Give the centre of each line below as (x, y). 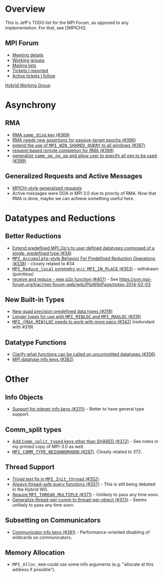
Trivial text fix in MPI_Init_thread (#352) (56, 479)
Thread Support (30, 467)
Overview (25, 9)
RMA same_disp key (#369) (41, 135)
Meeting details (28, 55)
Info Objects (24, 397)
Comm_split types (34, 429)
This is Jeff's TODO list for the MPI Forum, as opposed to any (67, 23)
